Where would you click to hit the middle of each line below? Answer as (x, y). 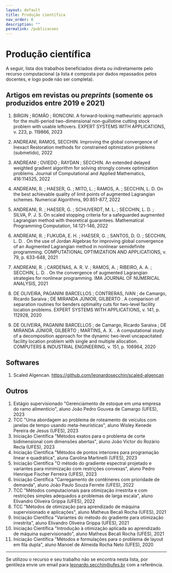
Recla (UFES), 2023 (34, 447)
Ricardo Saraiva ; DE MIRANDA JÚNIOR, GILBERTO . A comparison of (86, 299)
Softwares (23, 363)
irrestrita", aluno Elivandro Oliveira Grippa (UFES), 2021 (71, 523)
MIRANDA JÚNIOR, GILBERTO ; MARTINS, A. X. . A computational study (89, 330)
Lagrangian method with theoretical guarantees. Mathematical (79, 220)
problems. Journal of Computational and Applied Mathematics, (79, 173)
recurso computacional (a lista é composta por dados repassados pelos (81, 74)
